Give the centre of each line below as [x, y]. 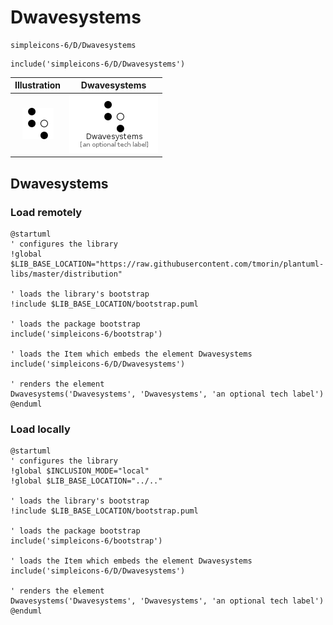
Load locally [40, 429]
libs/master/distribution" [66, 274]
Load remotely [46, 212]
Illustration [38, 85]
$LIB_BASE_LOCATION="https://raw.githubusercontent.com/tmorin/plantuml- [167, 264]
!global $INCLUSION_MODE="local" [80, 471]
